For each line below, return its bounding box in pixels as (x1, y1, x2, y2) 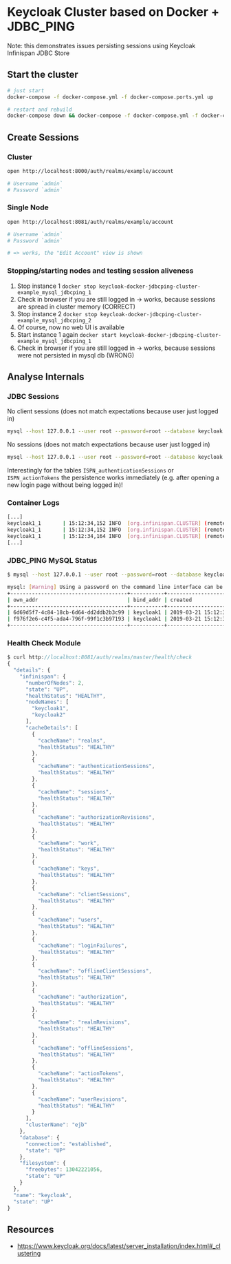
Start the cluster (7, 69, 79, 81)
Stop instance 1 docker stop (16, 282, 96, 290)
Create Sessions (7, 132, 79, 143)
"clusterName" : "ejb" (25, 1121, 88, 1128)
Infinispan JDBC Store (7, 49, 70, 57)
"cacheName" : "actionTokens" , (37, 1070, 125, 1077)
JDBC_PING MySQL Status (7, 555, 98, 565)
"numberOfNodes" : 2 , (25, 679, 85, 686)
